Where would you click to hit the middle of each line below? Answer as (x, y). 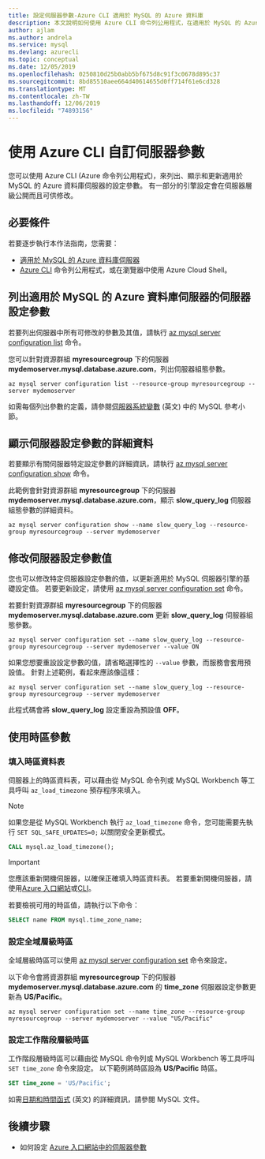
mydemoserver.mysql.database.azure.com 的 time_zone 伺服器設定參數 (129, 986)
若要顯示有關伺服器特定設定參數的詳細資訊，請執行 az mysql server (118, 464)
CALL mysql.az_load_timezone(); (61, 847)
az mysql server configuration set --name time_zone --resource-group (127, 1011)
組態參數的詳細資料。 (43, 510)
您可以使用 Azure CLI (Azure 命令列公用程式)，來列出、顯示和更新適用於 (125, 175)
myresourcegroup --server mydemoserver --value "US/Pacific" (111, 1019)
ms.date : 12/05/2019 (42, 67)
